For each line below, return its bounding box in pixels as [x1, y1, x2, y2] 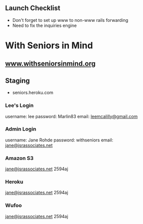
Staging [5, 76, 30, 85]
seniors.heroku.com [12, 89, 54, 96]
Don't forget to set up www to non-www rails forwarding [12, 17, 129, 23]
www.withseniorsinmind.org [5, 60, 96, 68]
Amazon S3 [5, 154, 34, 161]
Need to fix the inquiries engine [12, 22, 77, 28]
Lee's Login [5, 102, 34, 109]
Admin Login [5, 126, 36, 133]
